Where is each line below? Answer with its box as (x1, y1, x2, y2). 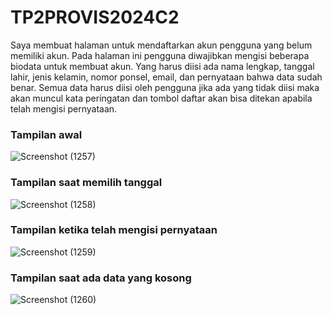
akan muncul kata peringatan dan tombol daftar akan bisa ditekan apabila (10, 92, 313, 104)
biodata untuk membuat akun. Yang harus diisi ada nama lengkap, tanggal (10, 60, 315, 72)
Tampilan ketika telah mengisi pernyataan (10, 223, 218, 237)
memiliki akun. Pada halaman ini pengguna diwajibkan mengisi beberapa (10, 49, 310, 61)
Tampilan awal (10, 127, 83, 141)
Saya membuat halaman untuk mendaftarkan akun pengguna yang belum (10, 39, 313, 51)
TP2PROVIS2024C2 (10, 6, 180, 29)
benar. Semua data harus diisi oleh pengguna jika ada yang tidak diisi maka (10, 81, 320, 93)
